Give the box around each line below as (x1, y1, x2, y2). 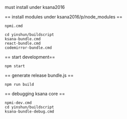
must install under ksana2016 (4, 4, 65, 10)
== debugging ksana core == (4, 91, 65, 97)
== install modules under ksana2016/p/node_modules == (4, 14, 123, 19)
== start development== (4, 54, 55, 60)
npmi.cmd (4, 23, 23, 28)
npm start (4, 64, 25, 69)
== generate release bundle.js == (4, 72, 74, 78)
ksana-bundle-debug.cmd (4, 109, 54, 114)
